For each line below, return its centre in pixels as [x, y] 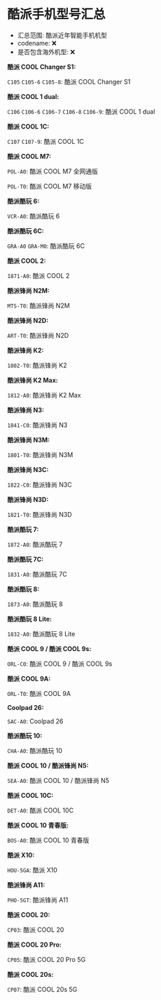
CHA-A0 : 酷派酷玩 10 [35, 750]
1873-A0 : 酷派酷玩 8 [35, 604]
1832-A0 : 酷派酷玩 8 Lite [41, 633]
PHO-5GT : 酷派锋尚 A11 [38, 900]
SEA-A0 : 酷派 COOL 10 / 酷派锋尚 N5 [58, 780]
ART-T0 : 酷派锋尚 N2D [38, 335]
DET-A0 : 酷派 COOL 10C [41, 810]
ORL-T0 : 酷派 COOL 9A [39, 693]
